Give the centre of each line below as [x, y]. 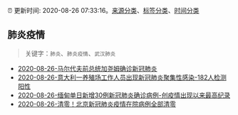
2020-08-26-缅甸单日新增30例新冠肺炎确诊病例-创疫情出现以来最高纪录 [124, 95]
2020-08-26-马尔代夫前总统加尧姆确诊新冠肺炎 [88, 68]
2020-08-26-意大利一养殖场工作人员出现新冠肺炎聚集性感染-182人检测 [122, 77]
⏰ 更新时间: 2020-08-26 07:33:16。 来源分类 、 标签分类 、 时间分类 [103, 10]
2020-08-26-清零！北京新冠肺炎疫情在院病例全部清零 [97, 104]
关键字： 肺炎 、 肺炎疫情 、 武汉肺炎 [70, 53]
